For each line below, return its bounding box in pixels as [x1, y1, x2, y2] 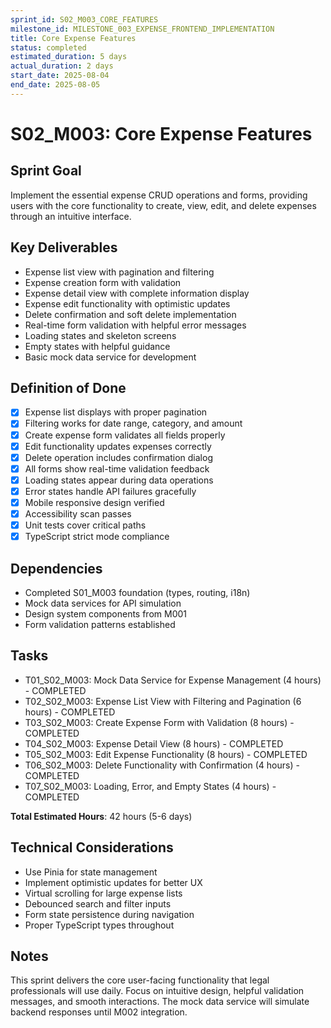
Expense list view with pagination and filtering [24, 266, 215, 278]
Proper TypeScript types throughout [24, 919, 175, 931]
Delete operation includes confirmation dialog [24, 451, 213, 463]
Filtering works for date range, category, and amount [24, 417, 243, 430]
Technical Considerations [10, 839, 174, 856]
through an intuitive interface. [10, 210, 132, 222]
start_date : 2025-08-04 [10, 71, 110, 81]
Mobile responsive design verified [24, 496, 165, 508]
